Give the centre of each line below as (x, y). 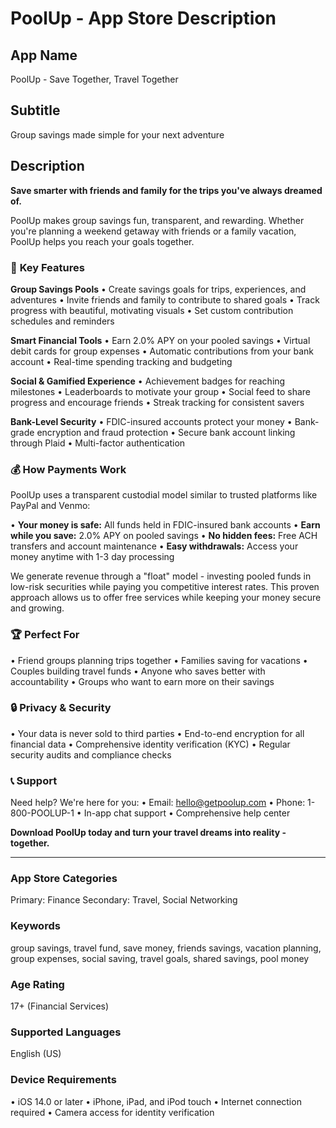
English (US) (36, 1054)
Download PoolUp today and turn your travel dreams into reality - (148, 833)
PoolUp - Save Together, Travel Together (94, 79)
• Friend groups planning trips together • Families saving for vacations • (159, 660)
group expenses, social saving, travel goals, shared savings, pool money (160, 958)
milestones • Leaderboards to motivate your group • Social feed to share (160, 391)
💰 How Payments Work (68, 469)
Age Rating (37, 984)
